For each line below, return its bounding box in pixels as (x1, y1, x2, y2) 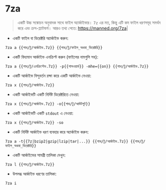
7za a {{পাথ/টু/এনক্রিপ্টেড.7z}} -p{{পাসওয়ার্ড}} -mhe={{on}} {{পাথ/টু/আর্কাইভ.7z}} (5, 63, 149, 69)
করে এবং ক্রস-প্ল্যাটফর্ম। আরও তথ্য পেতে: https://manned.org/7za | (17, 25, 128, 31)
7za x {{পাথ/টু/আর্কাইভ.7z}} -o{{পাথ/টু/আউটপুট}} (5, 101, 90, 106)
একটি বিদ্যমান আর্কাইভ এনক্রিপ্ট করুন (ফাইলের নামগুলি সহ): (12, 53, 98, 60)
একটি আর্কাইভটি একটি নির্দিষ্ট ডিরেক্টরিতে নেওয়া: (12, 91, 79, 97)
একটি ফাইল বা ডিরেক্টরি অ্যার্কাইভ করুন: (12, 35, 69, 41)
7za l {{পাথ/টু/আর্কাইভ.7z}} (5, 162, 55, 167)
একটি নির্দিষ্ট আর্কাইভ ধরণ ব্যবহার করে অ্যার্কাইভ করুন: (12, 128, 89, 135)
